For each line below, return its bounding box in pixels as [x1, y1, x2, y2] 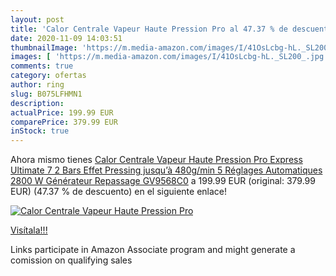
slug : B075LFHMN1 [10, 89, 83, 99]
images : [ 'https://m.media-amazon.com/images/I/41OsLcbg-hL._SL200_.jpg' [10, 52, 329, 62]
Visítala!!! [10, 224, 48, 236]
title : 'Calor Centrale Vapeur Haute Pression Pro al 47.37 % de [10, 24, 288, 34]
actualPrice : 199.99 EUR [10, 107, 114, 118]
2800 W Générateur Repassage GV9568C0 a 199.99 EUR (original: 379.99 [10, 175, 316, 187]
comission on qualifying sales [10, 254, 133, 266]
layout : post [10, 14, 65, 25]
